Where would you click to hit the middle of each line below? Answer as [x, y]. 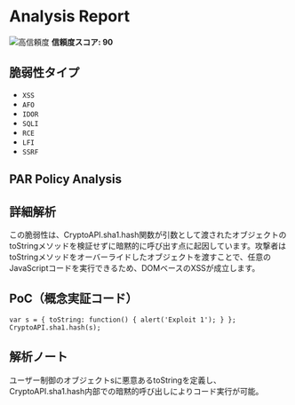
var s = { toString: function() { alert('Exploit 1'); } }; [123, 320]
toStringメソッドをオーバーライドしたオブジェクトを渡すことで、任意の [140, 257]
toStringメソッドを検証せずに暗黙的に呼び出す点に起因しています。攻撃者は [148, 245]
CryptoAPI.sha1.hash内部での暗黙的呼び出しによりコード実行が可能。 [136, 391]
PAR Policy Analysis [66, 179]
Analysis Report [70, 16]
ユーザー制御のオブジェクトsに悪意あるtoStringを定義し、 [116, 380]
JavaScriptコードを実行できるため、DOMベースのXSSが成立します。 [135, 267]
